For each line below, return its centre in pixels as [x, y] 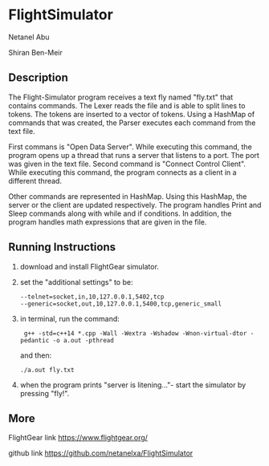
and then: [36, 355]
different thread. [35, 180]
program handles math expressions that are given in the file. [108, 221]
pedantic [35, 340]
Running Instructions [62, 247]
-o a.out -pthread [83, 340]
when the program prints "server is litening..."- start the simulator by [133, 385]
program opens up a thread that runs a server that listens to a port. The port [134, 155]
